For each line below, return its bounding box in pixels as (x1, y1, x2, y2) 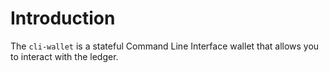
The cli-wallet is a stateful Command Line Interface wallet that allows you (10, 40, 320, 52)
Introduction (10, 7, 116, 30)
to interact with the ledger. (10, 50, 119, 62)
